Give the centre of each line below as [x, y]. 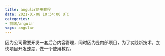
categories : [17, 19]
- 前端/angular [20, 23]
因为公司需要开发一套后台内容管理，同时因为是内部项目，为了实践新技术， [81, 43]
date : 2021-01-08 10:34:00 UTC [37, 14]
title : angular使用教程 [28, 10]
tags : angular [20, 28]
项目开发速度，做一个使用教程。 [42, 49]
